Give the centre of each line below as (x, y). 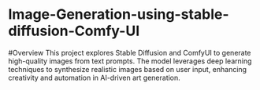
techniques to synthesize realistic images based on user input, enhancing (127, 69)
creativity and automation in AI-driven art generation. (95, 77)
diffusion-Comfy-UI (74, 31)
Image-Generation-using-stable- (119, 14)
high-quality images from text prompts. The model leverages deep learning (130, 61)
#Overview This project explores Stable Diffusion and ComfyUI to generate (130, 52)
